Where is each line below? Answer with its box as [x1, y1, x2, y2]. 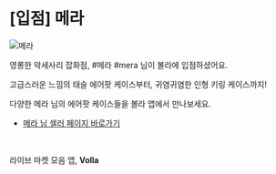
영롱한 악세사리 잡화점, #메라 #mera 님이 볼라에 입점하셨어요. [9, 59, 229, 70]
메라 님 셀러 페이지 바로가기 [22, 118, 121, 128]
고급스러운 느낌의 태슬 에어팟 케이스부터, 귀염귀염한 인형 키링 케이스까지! [9, 78, 267, 89]
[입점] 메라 [9, 8, 85, 29]
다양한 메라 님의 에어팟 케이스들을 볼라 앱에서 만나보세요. [9, 97, 211, 109]
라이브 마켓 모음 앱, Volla [9, 154, 99, 165]
